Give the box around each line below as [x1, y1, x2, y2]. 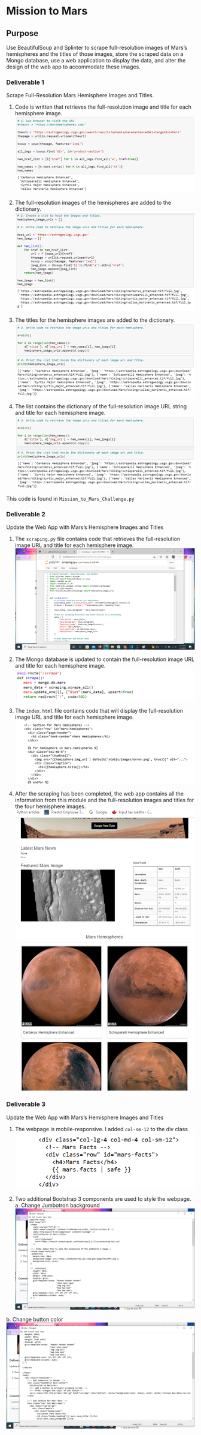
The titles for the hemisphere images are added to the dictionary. [14, 316, 175, 324]
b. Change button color [6, 1316, 63, 1323]
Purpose [6, 28, 39, 38]
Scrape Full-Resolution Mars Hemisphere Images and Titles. [6, 92, 154, 99]
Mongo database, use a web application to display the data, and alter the [6, 57, 186, 64]
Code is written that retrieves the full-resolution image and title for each [14, 103, 191, 110]
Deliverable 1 [6, 78, 45, 86]
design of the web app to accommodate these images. [6, 63, 141, 70]
